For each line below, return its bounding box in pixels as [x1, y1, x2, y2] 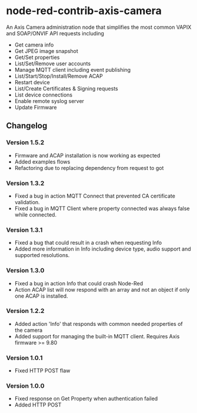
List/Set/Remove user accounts [14, 60, 91, 67]
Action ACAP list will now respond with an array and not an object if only [14, 286, 190, 293]
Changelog [6, 121, 48, 131]
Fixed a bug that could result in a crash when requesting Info [14, 239, 162, 247]
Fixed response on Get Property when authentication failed [14, 395, 158, 402]
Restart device [14, 78, 50, 86]
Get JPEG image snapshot [14, 47, 78, 54]
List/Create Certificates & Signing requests [14, 85, 119, 92]
